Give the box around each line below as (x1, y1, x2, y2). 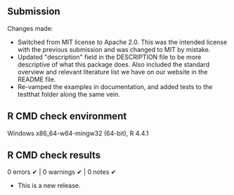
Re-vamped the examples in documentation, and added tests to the (17, 82, 213, 90)
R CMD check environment (7, 110, 127, 122)
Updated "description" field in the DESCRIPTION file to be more (17, 53, 202, 61)
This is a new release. (17, 182, 81, 190)
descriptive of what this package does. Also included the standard (17, 60, 209, 69)
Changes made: (7, 24, 53, 32)
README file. (17, 75, 56, 83)
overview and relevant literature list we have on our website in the (17, 67, 208, 76)
